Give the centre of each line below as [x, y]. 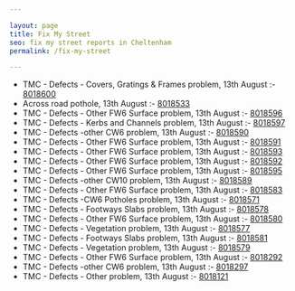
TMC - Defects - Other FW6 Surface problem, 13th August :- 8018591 [152, 142]
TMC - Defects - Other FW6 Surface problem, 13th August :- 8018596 [152, 113]
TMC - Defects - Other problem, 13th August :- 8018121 [125, 277]
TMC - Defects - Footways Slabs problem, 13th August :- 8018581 [145, 238]
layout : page [34, 25]
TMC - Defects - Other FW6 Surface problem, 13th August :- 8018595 [152, 171]
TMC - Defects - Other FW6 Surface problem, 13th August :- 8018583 [152, 190]
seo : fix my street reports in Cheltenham [90, 42]
